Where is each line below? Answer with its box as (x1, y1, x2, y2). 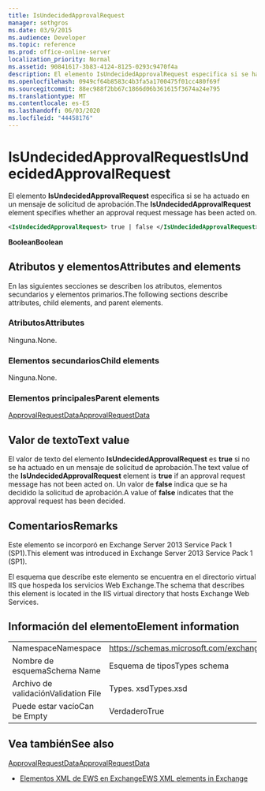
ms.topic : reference (8, 41, 77, 49)
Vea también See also (8, 737, 114, 751)
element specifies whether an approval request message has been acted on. (8, 207, 257, 217)
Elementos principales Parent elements (8, 393, 160, 404)
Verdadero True (109, 705, 165, 716)
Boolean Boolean (8, 237, 64, 247)
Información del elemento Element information (8, 620, 240, 633)
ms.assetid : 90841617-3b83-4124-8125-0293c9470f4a (8, 63, 178, 71)
